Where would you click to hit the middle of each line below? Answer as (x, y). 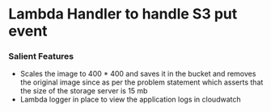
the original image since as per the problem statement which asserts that (142, 82)
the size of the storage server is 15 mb (84, 91)
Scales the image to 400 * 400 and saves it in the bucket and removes (138, 74)
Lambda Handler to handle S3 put (123, 14)
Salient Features (41, 56)
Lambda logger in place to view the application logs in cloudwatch (130, 100)
